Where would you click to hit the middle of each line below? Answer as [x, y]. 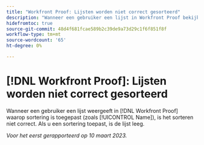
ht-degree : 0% [24, 46]
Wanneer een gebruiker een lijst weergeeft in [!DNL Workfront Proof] [92, 110]
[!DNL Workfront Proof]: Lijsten [87, 81]
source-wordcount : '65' [36, 40]
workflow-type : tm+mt [34, 35]
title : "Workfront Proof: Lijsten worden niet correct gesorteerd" [93, 12]
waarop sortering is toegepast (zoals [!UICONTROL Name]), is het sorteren [100, 117]
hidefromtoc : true [29, 23]
